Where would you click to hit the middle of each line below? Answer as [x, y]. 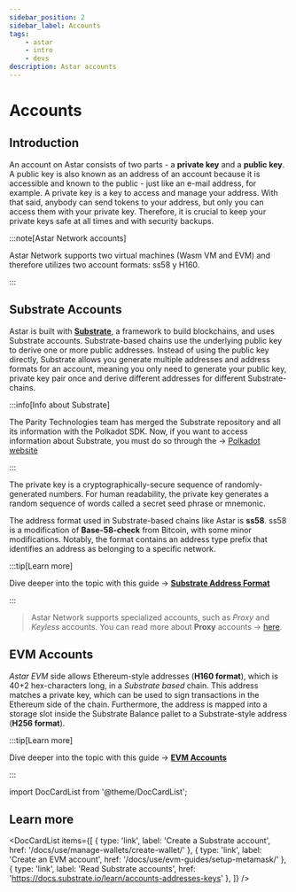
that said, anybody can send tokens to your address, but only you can [136, 202]
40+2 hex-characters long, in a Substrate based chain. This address [134, 685]
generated [28, 493]
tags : [19, 34]
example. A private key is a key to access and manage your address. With [144, 192]
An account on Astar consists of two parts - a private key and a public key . [147, 164]
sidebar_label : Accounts [55, 26]
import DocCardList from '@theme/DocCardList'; [98, 791]
